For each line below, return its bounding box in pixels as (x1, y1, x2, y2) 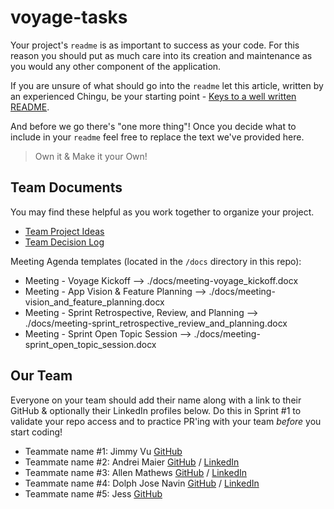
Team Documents (10, 179, 123, 196)
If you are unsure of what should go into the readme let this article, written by (10, 79, 324, 91)
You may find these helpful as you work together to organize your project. (10, 206, 315, 218)
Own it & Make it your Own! (34, 150, 148, 162)
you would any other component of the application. (10, 60, 222, 72)
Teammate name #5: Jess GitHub (24, 487, 163, 500)
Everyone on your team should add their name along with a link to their (10, 394, 302, 406)
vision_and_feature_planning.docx (24, 296, 165, 308)
